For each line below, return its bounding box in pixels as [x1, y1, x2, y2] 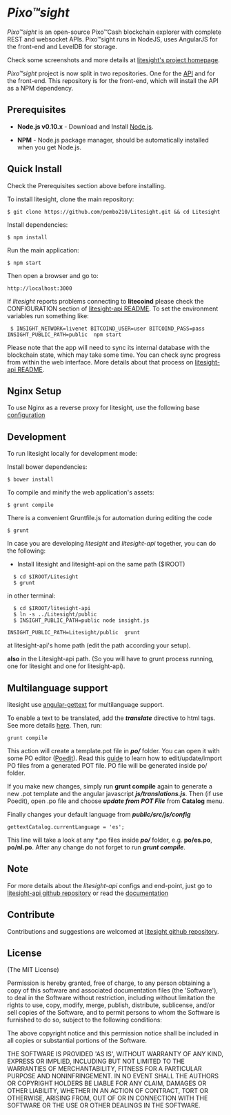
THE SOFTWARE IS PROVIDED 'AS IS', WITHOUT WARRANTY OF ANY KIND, [7, 1050, 224, 1058]
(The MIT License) [7, 966, 60, 974]
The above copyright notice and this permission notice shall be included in [7, 1029, 219, 1038]
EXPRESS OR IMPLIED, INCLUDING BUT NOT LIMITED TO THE [7, 1057, 185, 1066]
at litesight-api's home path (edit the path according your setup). [7, 641, 191, 649]
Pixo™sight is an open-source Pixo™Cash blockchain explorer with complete [7, 28, 222, 36]
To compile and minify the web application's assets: [7, 488, 154, 497]
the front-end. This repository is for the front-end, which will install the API [7, 76, 219, 84]
